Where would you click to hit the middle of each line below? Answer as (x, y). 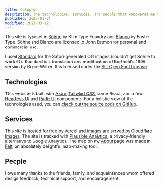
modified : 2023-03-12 (27, 23)
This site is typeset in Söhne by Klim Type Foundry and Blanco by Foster (77, 37)
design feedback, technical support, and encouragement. (63, 178)
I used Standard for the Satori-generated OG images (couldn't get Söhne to (80, 57)
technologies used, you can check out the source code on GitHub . (71, 104)
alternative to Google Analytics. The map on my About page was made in (78, 141)
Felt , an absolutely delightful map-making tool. (51, 146)
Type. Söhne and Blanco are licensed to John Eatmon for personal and (76, 42)
